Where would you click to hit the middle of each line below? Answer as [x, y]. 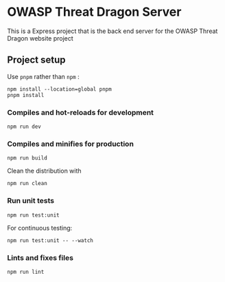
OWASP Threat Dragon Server [94, 12]
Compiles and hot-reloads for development [81, 112]
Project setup [37, 60]
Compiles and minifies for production [70, 144]
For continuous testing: [40, 228]
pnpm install [26, 95]
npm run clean [27, 184]
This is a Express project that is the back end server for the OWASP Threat [113, 31]
